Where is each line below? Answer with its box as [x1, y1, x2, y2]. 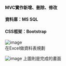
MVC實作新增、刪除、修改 [5, 4, 58, 10]
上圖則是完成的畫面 [23, 56, 62, 62]
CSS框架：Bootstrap [5, 28, 47, 34]
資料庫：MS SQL [5, 16, 39, 22]
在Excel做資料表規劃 [5, 45, 46, 51]
